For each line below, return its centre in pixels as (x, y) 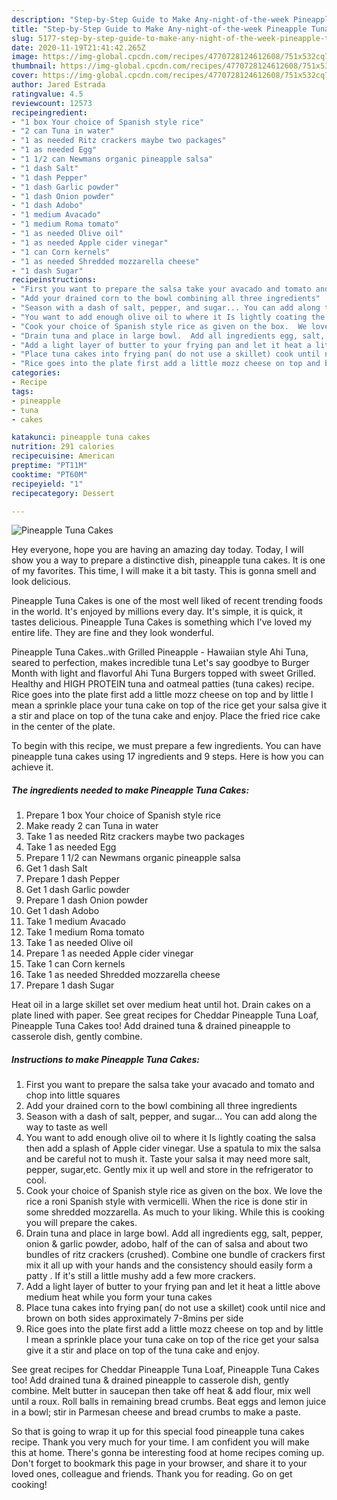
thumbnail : (34, 66)
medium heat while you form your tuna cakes (119, 1297)
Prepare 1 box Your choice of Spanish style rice (123, 815)
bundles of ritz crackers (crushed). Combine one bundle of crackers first (175, 1255)
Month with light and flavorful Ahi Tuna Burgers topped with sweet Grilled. (164, 673)
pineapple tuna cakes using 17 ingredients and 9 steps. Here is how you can (167, 757)
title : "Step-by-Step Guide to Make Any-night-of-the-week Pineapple (159, 29)
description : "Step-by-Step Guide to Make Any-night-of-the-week (150, 19)
